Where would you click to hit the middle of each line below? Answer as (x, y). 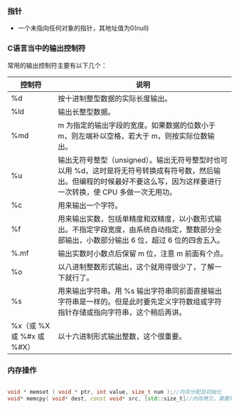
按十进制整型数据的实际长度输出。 (115, 98)
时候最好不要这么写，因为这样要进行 (161, 181)
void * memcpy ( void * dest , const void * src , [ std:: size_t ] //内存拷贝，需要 (118, 398)
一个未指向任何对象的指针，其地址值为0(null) (83, 28)
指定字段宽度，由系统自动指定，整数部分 (147, 229)
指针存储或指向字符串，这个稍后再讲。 (122, 312)
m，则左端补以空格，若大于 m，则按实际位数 (133, 135)
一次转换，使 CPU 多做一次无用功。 (117, 192)
